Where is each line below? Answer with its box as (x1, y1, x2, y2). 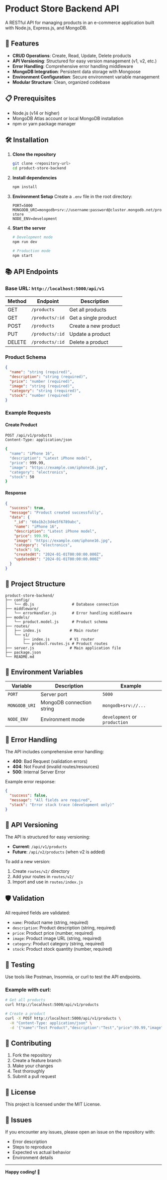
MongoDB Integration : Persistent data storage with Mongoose (12, 68, 141, 74)
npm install (12, 184, 37, 190)
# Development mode (12, 235, 53, 240)
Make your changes (12, 1063, 53, 1069)
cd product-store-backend (12, 166, 66, 171)
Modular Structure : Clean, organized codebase (12, 79, 110, 85)
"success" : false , (9, 793, 48, 798)
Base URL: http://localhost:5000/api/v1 (5, 285, 104, 292)
